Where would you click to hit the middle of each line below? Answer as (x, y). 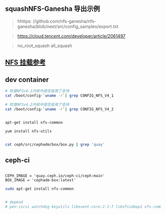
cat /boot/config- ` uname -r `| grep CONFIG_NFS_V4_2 (59, 109)
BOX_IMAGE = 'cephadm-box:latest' (41, 180)
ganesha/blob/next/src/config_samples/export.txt (68, 26)
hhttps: (24, 21)
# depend (14, 202)
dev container (27, 80)
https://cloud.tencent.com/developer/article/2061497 (71, 36)
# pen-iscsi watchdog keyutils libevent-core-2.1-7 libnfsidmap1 (74, 207)
